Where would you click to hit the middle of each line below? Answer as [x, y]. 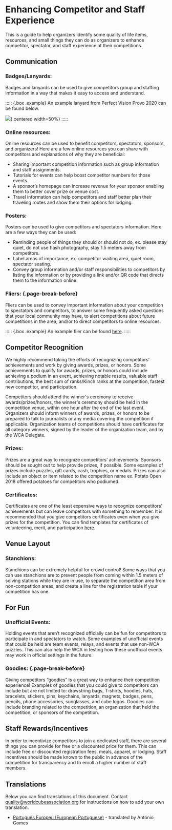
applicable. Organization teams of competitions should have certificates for [85, 424]
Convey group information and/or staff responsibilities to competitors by [89, 269]
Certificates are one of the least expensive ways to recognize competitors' [84, 506]
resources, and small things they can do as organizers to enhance [75, 40]
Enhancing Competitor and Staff [75, 9]
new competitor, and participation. [41, 387]
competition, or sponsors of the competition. [52, 712]
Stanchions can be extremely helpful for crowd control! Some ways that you [85, 570]
